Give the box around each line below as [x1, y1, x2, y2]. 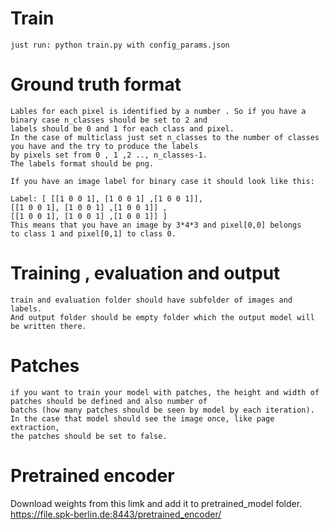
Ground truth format [10, 73, 182, 96]
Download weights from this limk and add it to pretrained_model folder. [10, 497, 303, 509]
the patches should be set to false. [10, 431, 168, 441]
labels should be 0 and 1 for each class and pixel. [10, 123, 235, 134]
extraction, [10, 422, 60, 432]
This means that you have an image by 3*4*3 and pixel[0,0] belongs [10, 220, 302, 230]
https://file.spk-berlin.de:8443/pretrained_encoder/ [10, 508, 222, 520]
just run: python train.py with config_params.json [10, 40, 230, 50]
